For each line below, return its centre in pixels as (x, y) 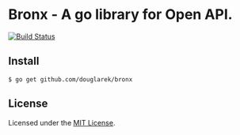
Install (24, 61)
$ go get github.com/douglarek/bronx (70, 79)
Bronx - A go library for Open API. (120, 15)
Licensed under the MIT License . (62, 122)
